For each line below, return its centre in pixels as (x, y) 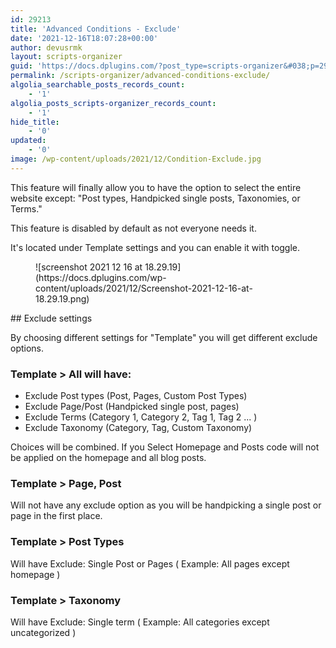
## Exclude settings (51, 318)
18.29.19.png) (62, 298)
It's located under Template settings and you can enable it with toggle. (155, 247)
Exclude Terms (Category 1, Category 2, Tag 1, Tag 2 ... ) (141, 417)
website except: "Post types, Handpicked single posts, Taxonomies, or (155, 198)
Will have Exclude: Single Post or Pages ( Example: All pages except (150, 563)
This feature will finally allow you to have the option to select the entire (156, 187)
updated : (28, 141)
